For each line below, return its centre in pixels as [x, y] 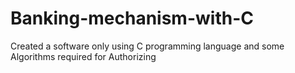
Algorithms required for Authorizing [83, 56]
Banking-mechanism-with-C [132, 18]
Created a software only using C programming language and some [147, 46]
